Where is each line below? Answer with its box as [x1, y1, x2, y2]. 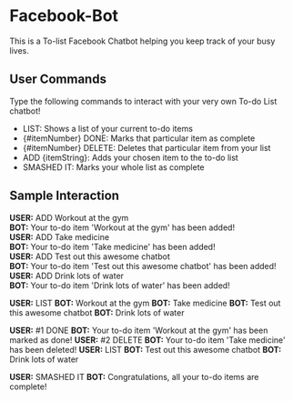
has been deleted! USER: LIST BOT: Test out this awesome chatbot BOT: [9, 344, 282, 355]
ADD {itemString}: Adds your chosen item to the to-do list [22, 152, 238, 163]
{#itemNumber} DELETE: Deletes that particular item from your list [22, 142, 271, 153]
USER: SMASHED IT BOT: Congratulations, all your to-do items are [9, 371, 259, 382]
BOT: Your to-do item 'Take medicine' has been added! [9, 241, 216, 252]
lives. [9, 45, 29, 55]
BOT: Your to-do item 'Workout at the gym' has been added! [9, 222, 235, 233]
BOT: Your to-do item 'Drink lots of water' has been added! [9, 279, 230, 291]
